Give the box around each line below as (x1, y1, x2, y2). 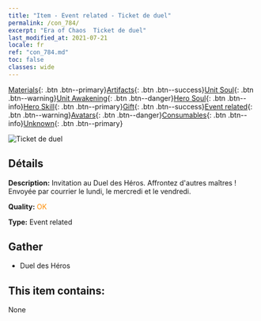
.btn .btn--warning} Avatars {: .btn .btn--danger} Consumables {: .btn (8, 110, 227, 120)
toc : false (8, 56, 44, 64)
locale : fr (8, 41, 44, 49)
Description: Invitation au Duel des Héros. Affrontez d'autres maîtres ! (8, 178, 237, 187)
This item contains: (8, 284, 105, 297)
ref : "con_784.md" (8, 48, 69, 56)
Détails (8, 157, 43, 170)
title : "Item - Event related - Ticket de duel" (8, 11, 172, 20)
